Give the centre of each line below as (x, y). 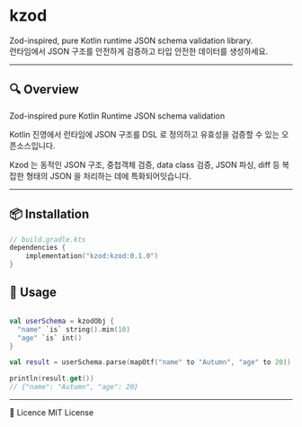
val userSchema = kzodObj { (62, 321)
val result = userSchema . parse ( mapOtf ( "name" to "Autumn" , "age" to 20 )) (151, 362)
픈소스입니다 (31, 146)
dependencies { (38, 248)
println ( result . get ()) (52, 378)
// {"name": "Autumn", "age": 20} (74, 387)
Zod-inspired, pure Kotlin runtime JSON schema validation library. (131, 40)
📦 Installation (49, 214)
